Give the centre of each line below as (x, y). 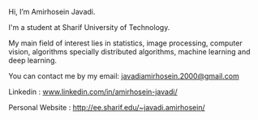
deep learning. (32, 60)
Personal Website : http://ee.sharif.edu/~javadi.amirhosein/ (107, 107)
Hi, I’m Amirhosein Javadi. (52, 12)
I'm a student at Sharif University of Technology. (89, 27)
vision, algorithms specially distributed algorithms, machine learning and (129, 51)
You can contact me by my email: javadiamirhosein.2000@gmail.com (124, 76)
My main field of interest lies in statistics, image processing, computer (125, 43)
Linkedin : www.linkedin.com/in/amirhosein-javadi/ (93, 92)
